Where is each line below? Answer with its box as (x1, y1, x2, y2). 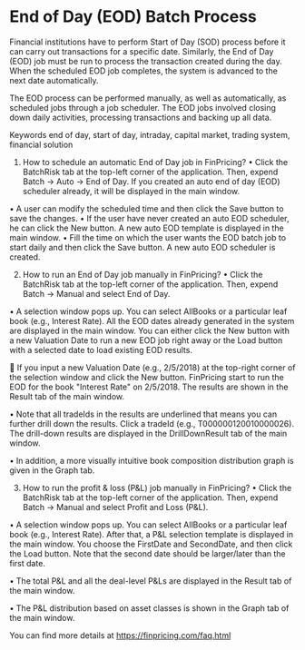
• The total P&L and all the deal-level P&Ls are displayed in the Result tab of (9, 575, 292, 586)
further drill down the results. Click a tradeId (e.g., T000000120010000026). (9, 418, 295, 428)
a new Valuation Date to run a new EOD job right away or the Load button (9, 334, 283, 346)
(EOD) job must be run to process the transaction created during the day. (9, 55, 283, 66)
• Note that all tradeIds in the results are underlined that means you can (9, 409, 278, 419)
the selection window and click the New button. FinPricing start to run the (9, 371, 284, 382)
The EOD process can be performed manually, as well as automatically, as (9, 93, 287, 103)
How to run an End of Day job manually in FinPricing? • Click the (22, 269, 263, 280)
